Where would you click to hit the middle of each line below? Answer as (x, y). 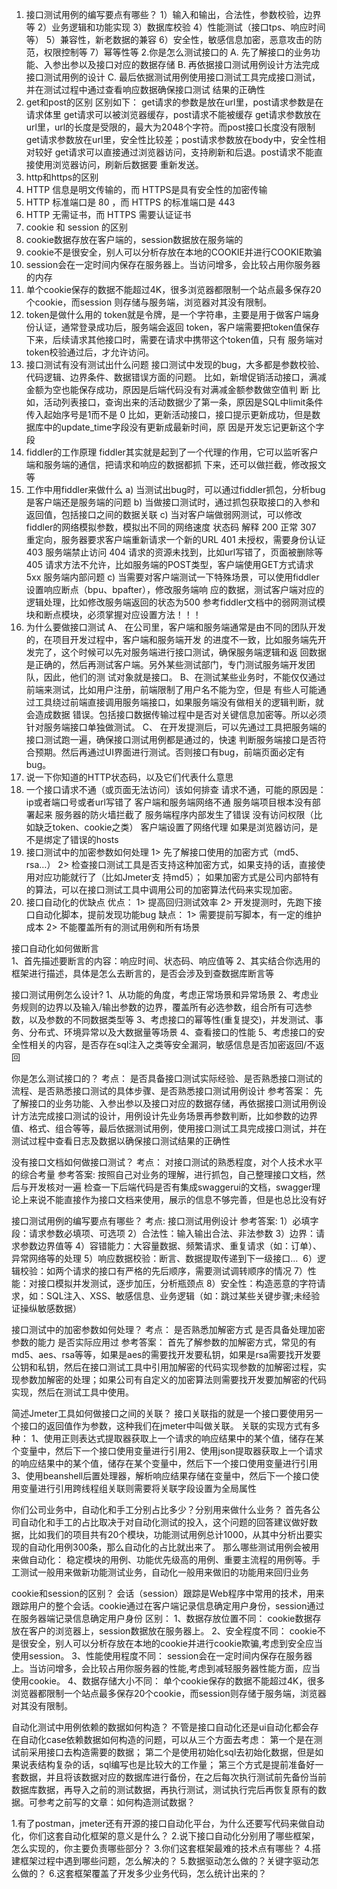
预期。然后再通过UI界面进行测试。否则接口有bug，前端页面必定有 (170, 752)
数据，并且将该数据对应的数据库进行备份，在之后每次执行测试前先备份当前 (173, 1777)
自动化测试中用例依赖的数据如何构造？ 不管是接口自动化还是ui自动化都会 (161, 1727)
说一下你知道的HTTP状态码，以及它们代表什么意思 (129, 777)
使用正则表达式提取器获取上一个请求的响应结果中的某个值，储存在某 (183, 1438)
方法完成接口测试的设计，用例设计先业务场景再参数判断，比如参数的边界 (168, 1116)
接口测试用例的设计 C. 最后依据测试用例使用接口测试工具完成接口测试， (173, 77)
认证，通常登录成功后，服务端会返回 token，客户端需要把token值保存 (177, 327)
